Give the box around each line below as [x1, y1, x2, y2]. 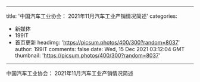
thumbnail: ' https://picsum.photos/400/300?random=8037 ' [14, 52, 161, 59]
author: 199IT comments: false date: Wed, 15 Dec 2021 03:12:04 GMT [14, 46, 185, 52]
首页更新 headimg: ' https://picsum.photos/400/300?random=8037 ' [14, 39, 180, 46]
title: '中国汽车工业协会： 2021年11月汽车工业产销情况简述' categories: [6, 12, 177, 20]
